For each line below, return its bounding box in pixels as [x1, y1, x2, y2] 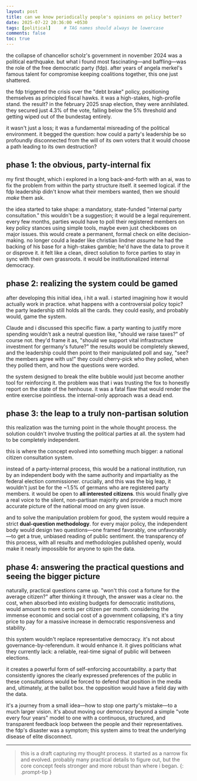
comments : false [6, 30, 46, 36]
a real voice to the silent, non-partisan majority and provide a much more [6, 496, 182, 504]
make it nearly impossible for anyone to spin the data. [6, 545, 136, 553]
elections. [6, 654, 30, 661]
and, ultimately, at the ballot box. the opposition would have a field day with [6, 684, 188, 691]
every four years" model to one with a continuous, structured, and [6, 714, 166, 721]
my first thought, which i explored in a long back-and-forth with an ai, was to [6, 175, 191, 182]
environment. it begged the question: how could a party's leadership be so [6, 131, 186, 138]
